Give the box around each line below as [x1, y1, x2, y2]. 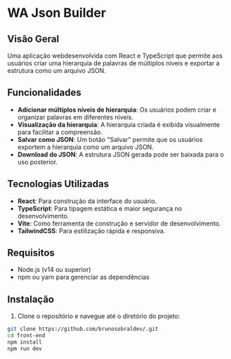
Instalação [7, 293, 55, 305]
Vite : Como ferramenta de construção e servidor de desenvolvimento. [17, 219, 221, 228]
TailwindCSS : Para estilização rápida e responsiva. [17, 226, 166, 235]
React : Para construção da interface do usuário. [17, 197, 157, 205]
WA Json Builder [7, 5, 107, 21]
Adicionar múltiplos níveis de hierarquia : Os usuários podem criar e [17, 105, 216, 114]
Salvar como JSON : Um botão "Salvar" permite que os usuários [17, 135, 203, 143]
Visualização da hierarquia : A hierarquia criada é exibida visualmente [17, 120, 220, 129]
